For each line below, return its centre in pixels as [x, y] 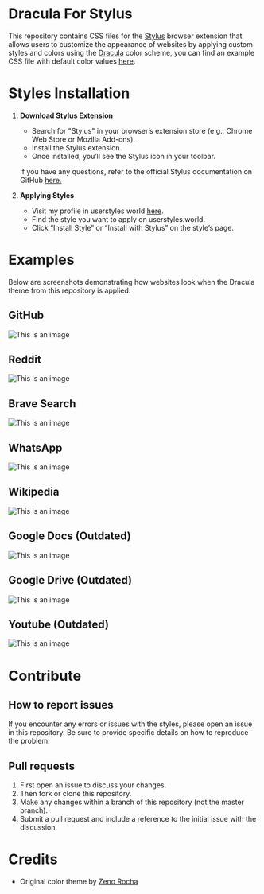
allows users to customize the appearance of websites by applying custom [130, 44]
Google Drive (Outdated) [70, 580]
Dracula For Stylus [70, 14]
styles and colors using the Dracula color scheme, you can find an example [132, 52]
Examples [41, 260]
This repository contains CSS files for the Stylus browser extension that [125, 36]
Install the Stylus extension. [77, 147]
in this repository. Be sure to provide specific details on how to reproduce [128, 733]
